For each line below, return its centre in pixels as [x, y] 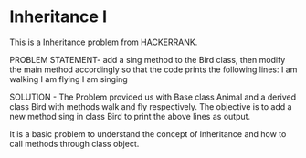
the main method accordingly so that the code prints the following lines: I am [153, 69]
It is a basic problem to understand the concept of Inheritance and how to [148, 133]
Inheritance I [58, 17]
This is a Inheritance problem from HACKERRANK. [104, 42]
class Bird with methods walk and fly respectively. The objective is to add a [151, 106]
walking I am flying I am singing [69, 79]
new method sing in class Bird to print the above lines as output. [130, 116]
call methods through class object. [74, 143]
